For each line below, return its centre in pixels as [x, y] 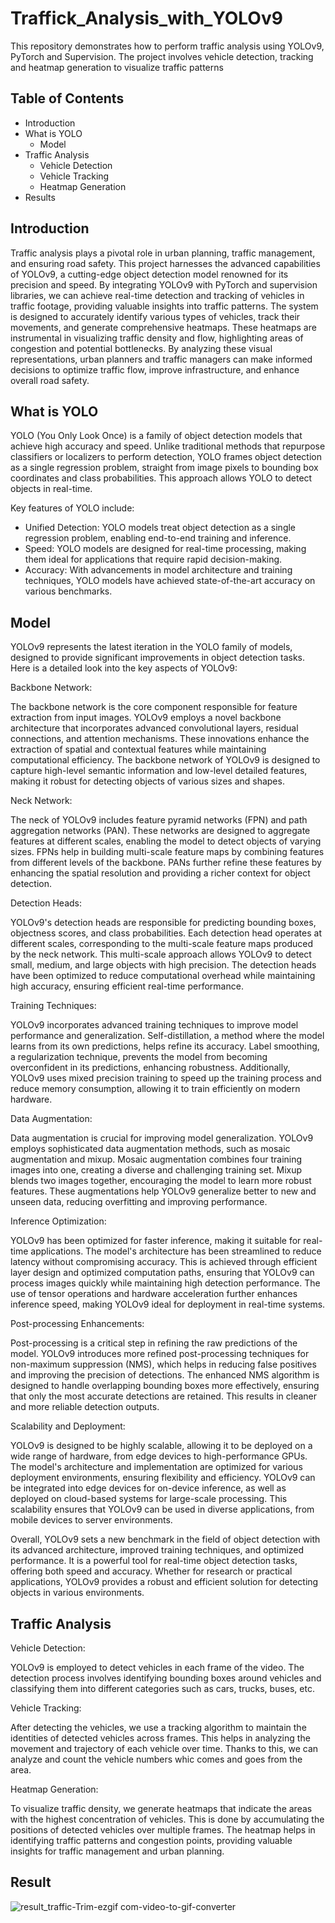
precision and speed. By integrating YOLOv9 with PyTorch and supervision [164, 284]
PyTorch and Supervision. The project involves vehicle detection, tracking [162, 56]
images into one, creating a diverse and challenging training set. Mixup [156, 1170]
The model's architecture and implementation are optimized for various [156, 1467]
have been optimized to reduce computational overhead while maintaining [163, 976]
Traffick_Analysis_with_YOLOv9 [146, 18]
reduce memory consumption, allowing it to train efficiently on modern [155, 1089]
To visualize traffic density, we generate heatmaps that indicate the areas [161, 1808]
